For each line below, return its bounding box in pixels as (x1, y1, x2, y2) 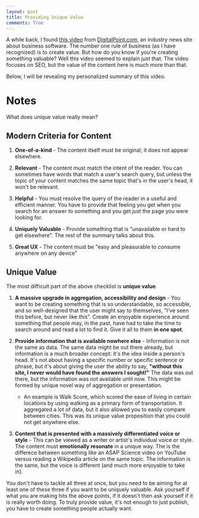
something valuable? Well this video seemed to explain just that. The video (6, 55, 189, 63)
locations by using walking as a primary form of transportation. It (23, 400, 182, 407)
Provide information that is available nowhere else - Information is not (14, 337, 189, 344)
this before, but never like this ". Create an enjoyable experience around (14, 313, 189, 320)
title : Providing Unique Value (6, 14, 84, 20)
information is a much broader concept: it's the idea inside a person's (14, 350, 185, 357)
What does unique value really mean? (6, 114, 98, 121)
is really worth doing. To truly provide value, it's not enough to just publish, (6, 498, 189, 505)
